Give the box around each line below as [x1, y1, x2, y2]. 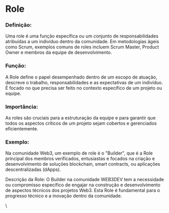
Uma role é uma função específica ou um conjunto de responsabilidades [5, 33, 159, 39]
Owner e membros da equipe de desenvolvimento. [5, 49, 112, 55]
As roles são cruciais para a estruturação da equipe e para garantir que [5, 115, 156, 121]
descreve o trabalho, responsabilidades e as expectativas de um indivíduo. [5, 79, 163, 85]
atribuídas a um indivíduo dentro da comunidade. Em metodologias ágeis [5, 38, 159, 45]
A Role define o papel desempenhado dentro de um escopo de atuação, [5, 74, 158, 80]
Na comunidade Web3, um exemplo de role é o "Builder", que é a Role [5, 150, 153, 157]
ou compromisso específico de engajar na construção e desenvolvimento [5, 182, 160, 188]
